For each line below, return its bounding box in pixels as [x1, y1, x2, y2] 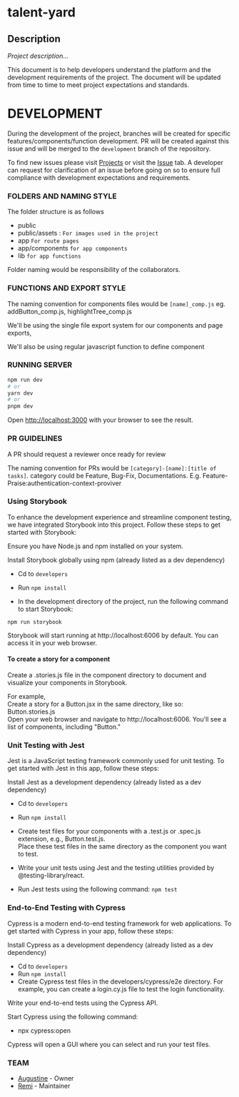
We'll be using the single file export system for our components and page [7, 320, 223, 329]
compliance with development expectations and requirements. [7, 173, 191, 182]
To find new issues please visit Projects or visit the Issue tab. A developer [7, 158, 223, 166]
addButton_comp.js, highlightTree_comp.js [7, 307, 132, 315]
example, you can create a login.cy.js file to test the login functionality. [17, 984, 225, 993]
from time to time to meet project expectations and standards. [7, 81, 190, 89]
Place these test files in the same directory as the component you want [17, 842, 227, 851]
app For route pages [17, 236, 80, 245]
